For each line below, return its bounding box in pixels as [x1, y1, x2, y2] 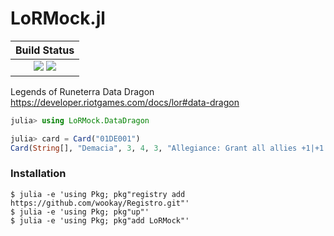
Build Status [15, 43, 75, 57]
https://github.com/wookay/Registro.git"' [10, 198, 190, 208]
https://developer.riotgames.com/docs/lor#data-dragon [10, 96, 240, 108]
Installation [10, 167, 67, 181]
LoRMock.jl [10, 7, 106, 30]
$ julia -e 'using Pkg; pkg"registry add [10, 189, 186, 199]
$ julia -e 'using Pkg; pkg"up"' [10, 207, 150, 217]
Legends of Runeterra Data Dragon [10, 85, 155, 97]
